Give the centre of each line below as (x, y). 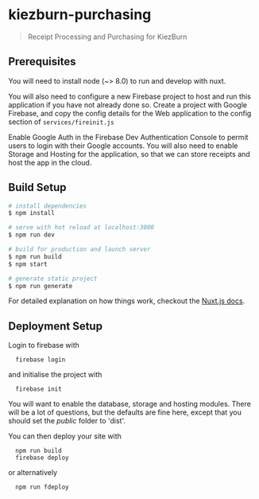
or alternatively (33, 473)
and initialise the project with (55, 375)
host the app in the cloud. (50, 162)
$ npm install (32, 213)
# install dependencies (48, 206)
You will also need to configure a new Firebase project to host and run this (130, 96)
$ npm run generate (41, 286)
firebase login (41, 360)
